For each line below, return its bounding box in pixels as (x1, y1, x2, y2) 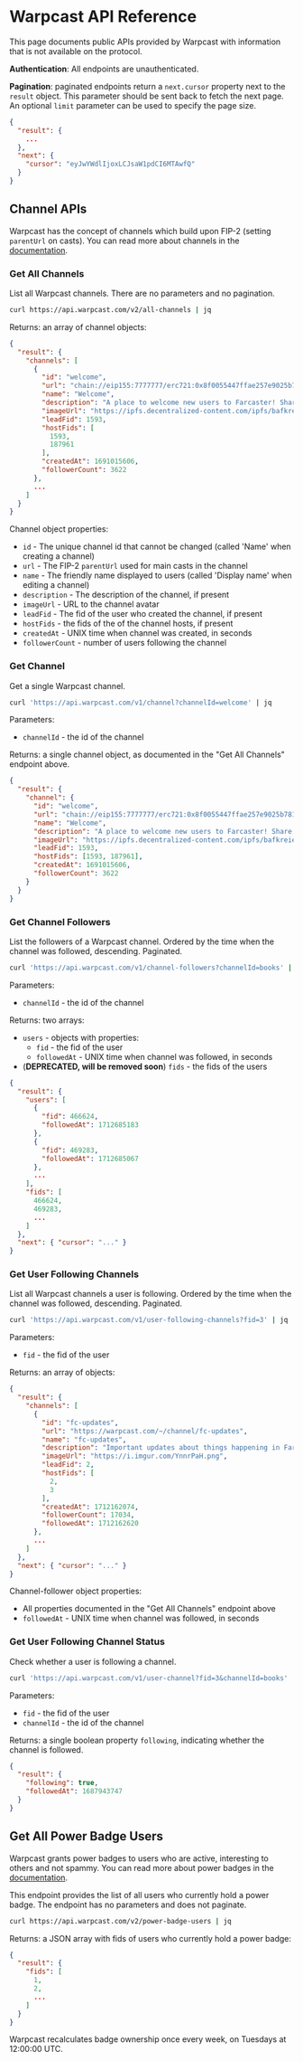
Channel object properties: (9, 524, 109, 534)
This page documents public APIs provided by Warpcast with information (9, 36, 281, 47)
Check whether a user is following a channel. (9, 1656, 177, 1667)
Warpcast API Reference (9, 6, 197, 27)
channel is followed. (9, 1744, 84, 1755)
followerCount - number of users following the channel (22, 638, 227, 648)
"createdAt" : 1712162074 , (41, 1502, 140, 1511)
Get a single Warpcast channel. (9, 680, 126, 691)
